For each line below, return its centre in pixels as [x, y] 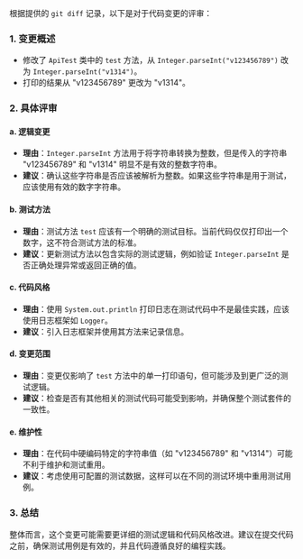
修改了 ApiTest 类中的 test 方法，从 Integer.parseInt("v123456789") [151, 60]
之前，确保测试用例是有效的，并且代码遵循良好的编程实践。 [120, 545]
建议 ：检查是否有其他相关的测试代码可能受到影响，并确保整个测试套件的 [156, 399]
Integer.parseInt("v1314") [83, 72]
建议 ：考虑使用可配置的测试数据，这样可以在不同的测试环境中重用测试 [153, 476]
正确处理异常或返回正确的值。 [86, 265]
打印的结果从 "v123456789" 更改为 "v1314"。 [106, 83]
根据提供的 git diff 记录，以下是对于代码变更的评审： [111, 13]
